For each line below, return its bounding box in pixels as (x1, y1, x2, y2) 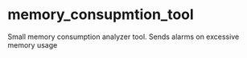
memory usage (7, 40, 58, 49)
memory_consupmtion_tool (7, 6, 194, 24)
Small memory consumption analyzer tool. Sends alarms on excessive (7, 32, 240, 41)
